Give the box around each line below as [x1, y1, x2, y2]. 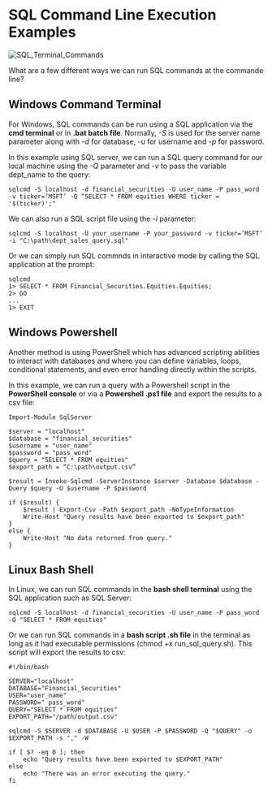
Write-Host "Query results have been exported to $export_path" [23, 512, 245, 521]
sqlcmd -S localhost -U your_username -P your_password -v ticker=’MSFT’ [8, 229, 264, 237]
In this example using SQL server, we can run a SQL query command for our [8, 152, 263, 162]
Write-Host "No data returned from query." [23, 534, 173, 542]
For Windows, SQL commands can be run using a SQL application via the [8, 119, 253, 129]
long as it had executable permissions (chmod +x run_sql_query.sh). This [8, 639, 253, 649]
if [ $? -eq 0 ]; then [8, 749, 85, 757]
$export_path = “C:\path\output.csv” [8, 463, 136, 471]
